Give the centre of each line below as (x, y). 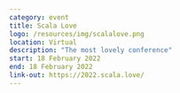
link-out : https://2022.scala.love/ (77, 75)
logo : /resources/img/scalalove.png (77, 34)
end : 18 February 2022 (51, 67)
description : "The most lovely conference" (91, 50)
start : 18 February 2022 (55, 58)
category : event (39, 17)
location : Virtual (43, 42)
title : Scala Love (43, 26)
